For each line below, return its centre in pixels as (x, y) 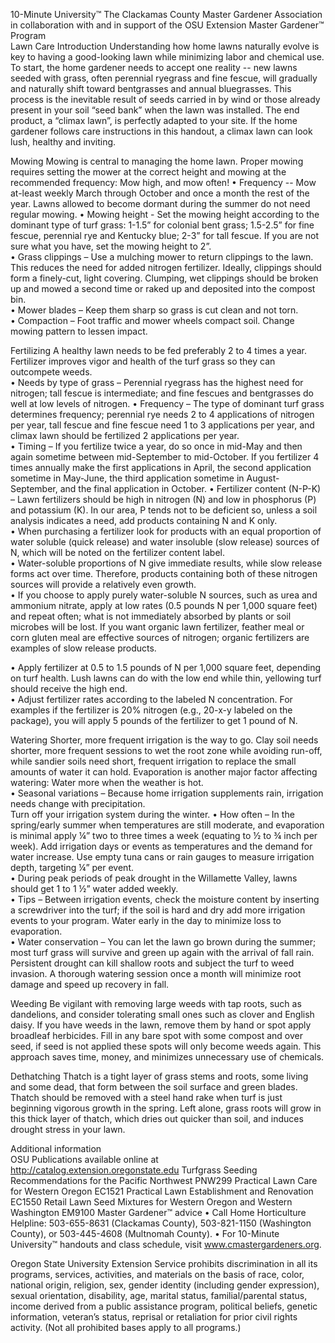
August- (263, 478)
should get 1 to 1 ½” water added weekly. (94, 888)
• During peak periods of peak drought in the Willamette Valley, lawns (154, 878)
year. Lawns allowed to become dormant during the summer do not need (160, 203)
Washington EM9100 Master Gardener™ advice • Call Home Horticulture (158, 1212)
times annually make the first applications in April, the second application (161, 467)
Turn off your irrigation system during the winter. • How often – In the (152, 814)
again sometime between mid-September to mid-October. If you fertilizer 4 (165, 457)
